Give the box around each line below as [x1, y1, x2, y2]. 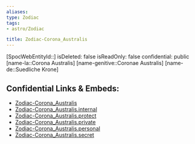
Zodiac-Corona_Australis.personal [14, 125, 101, 132]
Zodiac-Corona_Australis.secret [14, 131, 95, 139]
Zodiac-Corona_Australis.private [14, 118, 96, 125]
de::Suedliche [6, 66, 41, 73]
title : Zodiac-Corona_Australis [6, 37, 88, 43]
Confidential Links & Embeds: [6, 83, 120, 93]
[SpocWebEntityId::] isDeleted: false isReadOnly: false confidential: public [6, 53, 190, 60]
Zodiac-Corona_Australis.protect [14, 112, 97, 119]
